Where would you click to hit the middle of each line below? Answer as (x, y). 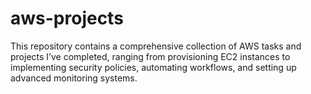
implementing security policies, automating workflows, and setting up (153, 67)
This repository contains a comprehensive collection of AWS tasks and (156, 46)
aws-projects (67, 18)
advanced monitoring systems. (74, 78)
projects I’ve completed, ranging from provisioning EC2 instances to (150, 56)
